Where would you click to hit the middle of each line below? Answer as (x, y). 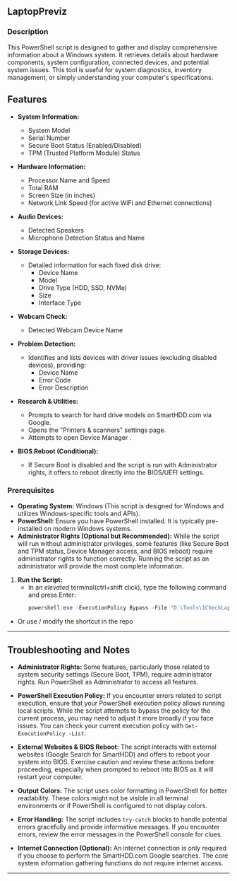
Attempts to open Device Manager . (80, 437)
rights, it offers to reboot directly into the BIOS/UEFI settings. (116, 472)
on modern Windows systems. (88, 528)
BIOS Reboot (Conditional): (58, 451)
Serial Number (49, 138)
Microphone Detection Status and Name (86, 238)
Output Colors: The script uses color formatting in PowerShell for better (122, 790)
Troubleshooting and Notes (69, 650)
